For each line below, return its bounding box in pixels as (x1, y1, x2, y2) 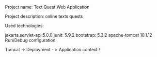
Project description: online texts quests (5, 14, 83, 19)
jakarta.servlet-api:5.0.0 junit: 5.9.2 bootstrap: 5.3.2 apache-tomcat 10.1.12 (5, 32, 153, 38)
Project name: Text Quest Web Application (5, 4, 90, 10)
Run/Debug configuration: (5, 37, 57, 43)
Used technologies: (5, 23, 44, 28)
